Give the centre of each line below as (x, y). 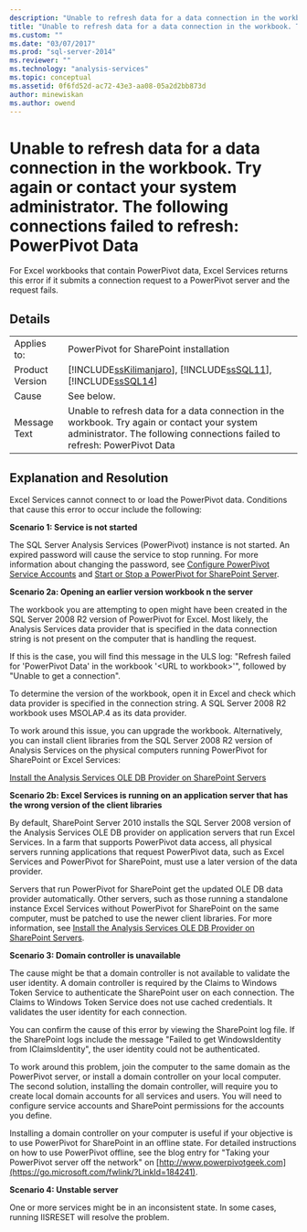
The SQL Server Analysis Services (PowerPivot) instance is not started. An (150, 544)
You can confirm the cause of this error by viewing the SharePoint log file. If (152, 1029)
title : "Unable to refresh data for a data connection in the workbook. (151, 27)
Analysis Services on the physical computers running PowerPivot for (138, 750)
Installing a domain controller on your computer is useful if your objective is (151, 1133)
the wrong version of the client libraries (86, 805)
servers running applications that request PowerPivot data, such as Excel (147, 852)
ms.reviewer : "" (40, 60)
